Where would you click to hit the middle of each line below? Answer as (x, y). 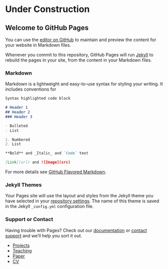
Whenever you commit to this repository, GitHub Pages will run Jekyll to (79, 55)
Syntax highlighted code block (38, 99)
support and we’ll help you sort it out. (44, 235)
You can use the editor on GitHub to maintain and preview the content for (81, 40)
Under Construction (48, 9)
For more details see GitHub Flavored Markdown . (56, 172)
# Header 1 (17, 108)
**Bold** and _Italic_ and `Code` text (47, 153)
